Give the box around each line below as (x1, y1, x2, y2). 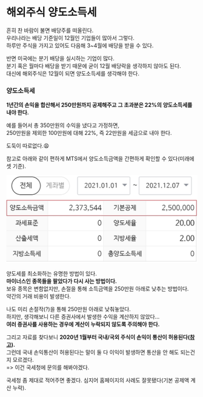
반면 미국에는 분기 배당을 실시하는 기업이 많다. (6, 54, 115, 62)
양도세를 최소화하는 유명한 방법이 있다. (6, 270, 97, 277)
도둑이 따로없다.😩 (6, 142, 50, 149)
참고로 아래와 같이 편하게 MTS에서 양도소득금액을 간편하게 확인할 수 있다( (6, 155, 180, 162)
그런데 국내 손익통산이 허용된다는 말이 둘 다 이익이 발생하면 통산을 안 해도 (6, 349, 179, 356)
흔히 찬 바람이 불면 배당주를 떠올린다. (6, 27, 94, 34)
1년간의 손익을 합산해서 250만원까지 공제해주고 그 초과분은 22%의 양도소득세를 (6, 101, 193, 109)
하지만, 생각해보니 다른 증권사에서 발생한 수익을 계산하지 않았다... (6, 313, 160, 321)
